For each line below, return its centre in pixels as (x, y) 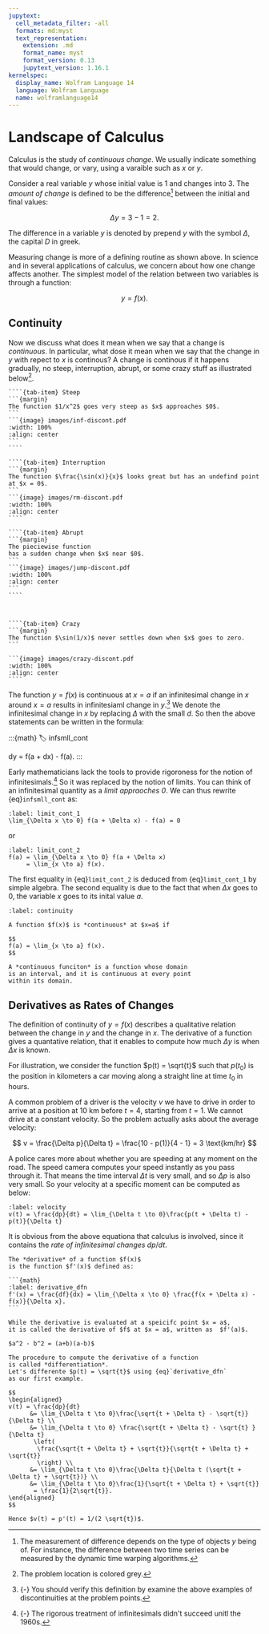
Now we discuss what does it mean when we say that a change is (117, 342)
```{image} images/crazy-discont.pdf (71, 659)
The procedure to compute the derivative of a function (103, 1358)
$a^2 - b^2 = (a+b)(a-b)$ (51, 1344)
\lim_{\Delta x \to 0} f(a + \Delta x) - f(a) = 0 (94, 821)
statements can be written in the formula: (76, 721)
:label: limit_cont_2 (44, 850)
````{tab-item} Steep (44, 393)
